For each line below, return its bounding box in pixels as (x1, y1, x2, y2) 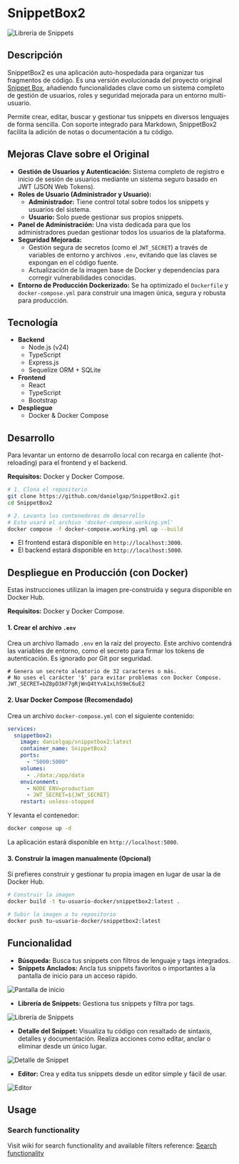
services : (7, 725, 37, 732)
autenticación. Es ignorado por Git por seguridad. (7, 654, 153, 663)
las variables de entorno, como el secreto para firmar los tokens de (7, 647, 205, 655)
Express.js (28, 358, 59, 367)
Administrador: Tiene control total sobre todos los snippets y (28, 198, 209, 206)
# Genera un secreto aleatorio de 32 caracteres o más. (7, 668, 177, 675)
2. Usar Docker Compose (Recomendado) (7, 695, 133, 704)
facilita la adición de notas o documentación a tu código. (7, 127, 174, 136)
